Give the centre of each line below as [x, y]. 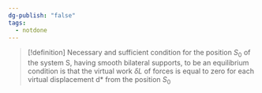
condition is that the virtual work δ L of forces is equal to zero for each [141, 71]
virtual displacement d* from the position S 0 [99, 80]
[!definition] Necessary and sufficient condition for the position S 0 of [139, 54]
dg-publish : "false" [42, 15]
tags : [17, 23]
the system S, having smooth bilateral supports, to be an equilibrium [138, 63]
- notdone [31, 30]
